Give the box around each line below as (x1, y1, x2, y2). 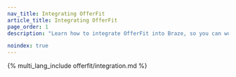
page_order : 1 (7, 23, 49, 30)
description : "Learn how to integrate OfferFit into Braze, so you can (7, 29, 221, 37)
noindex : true (7, 43, 49, 50)
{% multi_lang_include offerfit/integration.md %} (7, 62, 147, 70)
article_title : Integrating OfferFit (7, 17, 118, 24)
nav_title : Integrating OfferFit (7, 10, 105, 17)
